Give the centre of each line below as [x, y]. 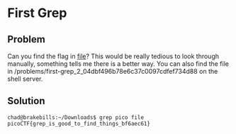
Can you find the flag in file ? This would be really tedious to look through [113, 56]
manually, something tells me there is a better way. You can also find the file [118, 64]
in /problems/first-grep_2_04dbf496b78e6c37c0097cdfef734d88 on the [113, 71]
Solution [26, 101]
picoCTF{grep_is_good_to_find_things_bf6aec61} [79, 123]
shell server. [25, 79]
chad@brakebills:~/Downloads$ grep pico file [75, 117]
